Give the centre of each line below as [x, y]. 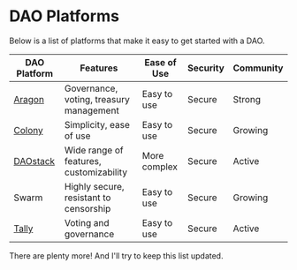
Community [258, 68]
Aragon [29, 99]
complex [160, 167]
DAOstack [34, 161]
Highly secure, [95, 186]
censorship [88, 208]
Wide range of [94, 150]
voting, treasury [97, 99]
